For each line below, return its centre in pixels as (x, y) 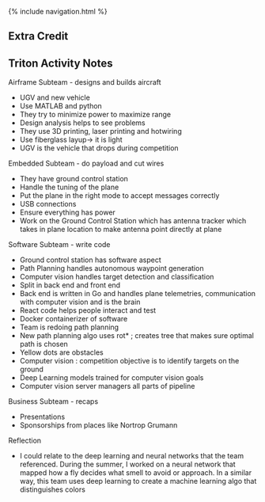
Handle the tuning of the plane (69, 187)
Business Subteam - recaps (53, 401)
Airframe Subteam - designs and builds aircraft (85, 82)
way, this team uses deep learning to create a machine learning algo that (138, 481)
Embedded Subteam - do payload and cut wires (86, 164)
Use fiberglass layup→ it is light (71, 140)
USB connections (48, 204)
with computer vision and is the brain (80, 302)
